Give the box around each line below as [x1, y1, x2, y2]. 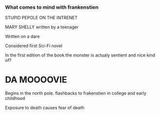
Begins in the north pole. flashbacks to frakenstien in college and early [5, 90, 147, 96]
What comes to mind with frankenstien [5, 4, 99, 11]
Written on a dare [5, 33, 40, 40]
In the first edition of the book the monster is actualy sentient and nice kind [5, 52, 156, 58]
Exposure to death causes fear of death [5, 105, 85, 111]
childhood [5, 96, 25, 101]
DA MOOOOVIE [5, 74, 67, 86]
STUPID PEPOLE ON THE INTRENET [5, 15, 78, 21]
